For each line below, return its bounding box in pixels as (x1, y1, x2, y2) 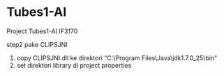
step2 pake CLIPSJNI (6, 40, 68, 48)
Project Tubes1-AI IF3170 (6, 27, 78, 35)
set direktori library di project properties (16, 61, 132, 69)
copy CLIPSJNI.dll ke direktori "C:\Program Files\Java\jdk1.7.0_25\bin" (16, 53, 218, 62)
